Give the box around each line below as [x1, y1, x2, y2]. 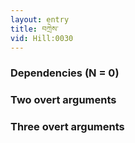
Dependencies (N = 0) [10, 66, 120, 80]
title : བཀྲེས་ [10, 24, 59, 34]
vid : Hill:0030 [10, 33, 74, 43]
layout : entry [10, 14, 70, 25]
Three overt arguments [10, 120, 125, 134]
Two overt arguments [10, 93, 117, 107]
